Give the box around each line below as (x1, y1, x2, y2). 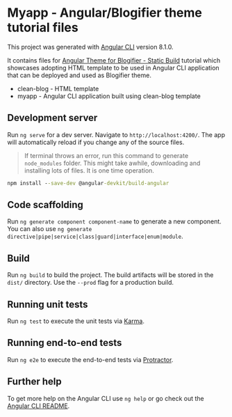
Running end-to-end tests (7, 337, 122, 349)
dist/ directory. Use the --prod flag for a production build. (7, 278, 174, 287)
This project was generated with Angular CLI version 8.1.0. (7, 42, 174, 51)
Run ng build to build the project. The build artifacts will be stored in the (7, 271, 214, 279)
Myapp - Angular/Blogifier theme (7, 5, 203, 21)
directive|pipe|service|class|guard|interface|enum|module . (7, 232, 183, 241)
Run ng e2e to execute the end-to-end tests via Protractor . (7, 355, 174, 363)
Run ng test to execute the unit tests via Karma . (7, 317, 144, 325)
